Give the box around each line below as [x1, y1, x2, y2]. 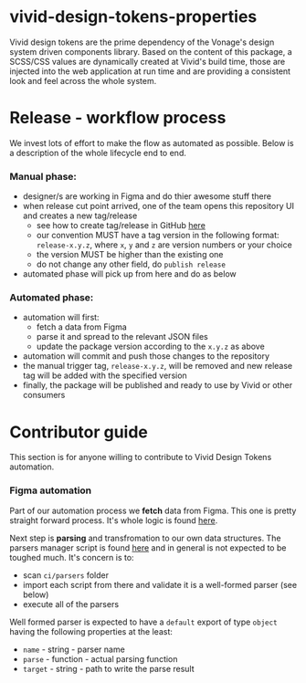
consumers [22, 390, 66, 401]
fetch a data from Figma [36, 321, 128, 332]
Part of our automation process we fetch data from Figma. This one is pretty [9, 505, 297, 516]
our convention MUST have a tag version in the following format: [36, 230, 280, 241]
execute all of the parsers [22, 598, 120, 609]
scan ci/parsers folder [22, 569, 110, 581]
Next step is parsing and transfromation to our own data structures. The [9, 532, 281, 543]
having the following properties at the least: [9, 625, 174, 636]
